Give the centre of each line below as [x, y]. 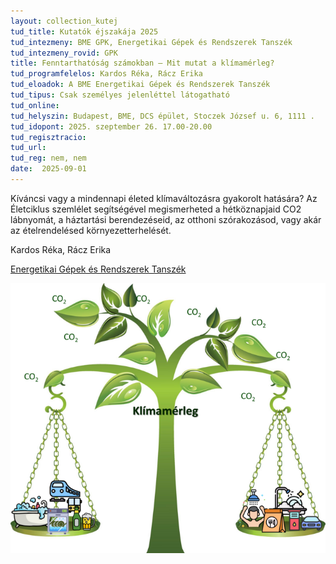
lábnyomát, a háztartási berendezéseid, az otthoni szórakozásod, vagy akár [166, 219]
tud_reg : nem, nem [48, 158]
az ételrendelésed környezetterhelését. [91, 230]
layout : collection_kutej [64, 21]
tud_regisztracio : [48, 137]
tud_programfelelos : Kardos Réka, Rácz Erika [106, 74]
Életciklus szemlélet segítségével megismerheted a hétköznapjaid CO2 [156, 209]
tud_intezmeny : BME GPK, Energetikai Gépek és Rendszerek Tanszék [151, 42]
